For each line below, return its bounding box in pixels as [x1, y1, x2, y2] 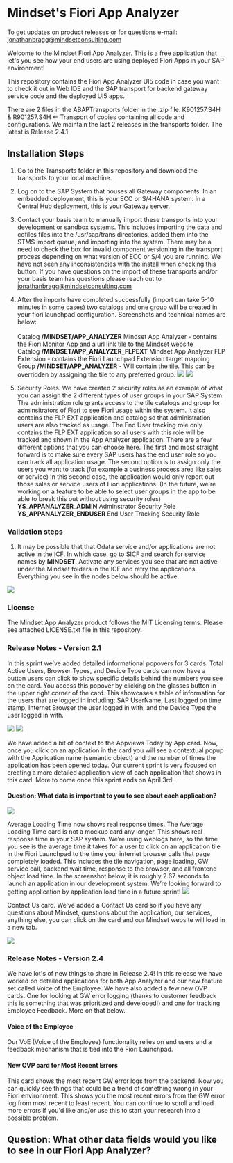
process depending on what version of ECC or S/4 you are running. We [17, 252, 221, 260]
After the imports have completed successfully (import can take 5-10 [17, 295, 214, 303]
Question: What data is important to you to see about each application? [7, 791, 217, 800]
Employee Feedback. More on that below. [7, 1006, 126, 1015]
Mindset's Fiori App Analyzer [7, 5, 179, 21]
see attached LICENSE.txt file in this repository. [7, 626, 142, 634]
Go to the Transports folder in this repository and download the [17, 166, 198, 175]
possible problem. [7, 1114, 59, 1122]
